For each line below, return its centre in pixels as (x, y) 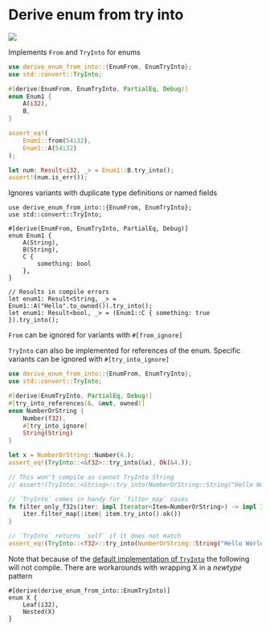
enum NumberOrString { (46, 411)
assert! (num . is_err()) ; (48, 178)
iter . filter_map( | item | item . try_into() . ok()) (102, 514)
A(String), (41, 243)
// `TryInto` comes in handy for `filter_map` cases (98, 499)
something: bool (64, 264)
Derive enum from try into (96, 15)
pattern (20, 575)
